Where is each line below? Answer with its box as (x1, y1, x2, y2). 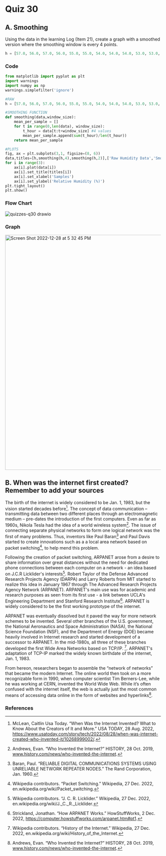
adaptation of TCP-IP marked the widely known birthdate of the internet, (5, 650, 152, 656)
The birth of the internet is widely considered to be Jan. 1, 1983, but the (5, 499, 151, 505)
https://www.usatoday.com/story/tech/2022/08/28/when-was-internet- (12, 731, 159, 737)
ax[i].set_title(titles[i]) (14, 170, 72, 174)
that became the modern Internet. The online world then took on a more (5, 671, 152, 677)
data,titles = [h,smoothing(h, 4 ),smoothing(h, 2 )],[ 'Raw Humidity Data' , (5, 156, 154, 161)
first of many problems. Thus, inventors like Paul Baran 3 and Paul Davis (5, 533, 150, 539)
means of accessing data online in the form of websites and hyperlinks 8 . (5, 691, 153, 698)
